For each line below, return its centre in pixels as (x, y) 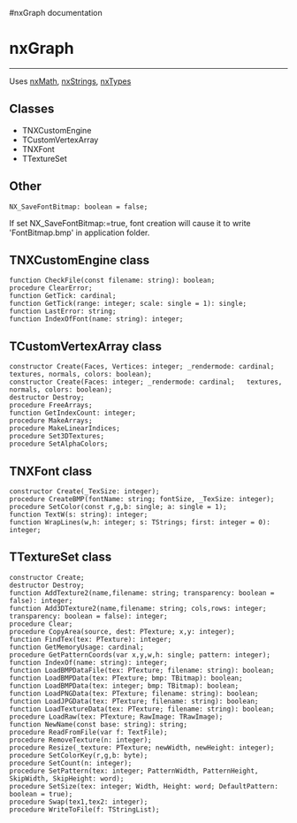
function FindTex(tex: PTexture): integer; (91, 639)
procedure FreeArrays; (51, 406)
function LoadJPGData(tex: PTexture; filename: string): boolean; (134, 701)
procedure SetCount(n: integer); (71, 763)
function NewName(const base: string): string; (99, 724)
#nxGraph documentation (56, 13)
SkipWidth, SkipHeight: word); (67, 778)
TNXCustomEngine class (80, 260)
